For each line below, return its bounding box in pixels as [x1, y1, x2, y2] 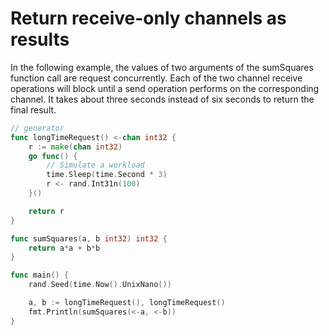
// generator [10, 123, 65, 133]
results [10, 28, 70, 51]
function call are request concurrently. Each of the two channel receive [10, 72, 303, 84]
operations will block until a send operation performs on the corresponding [10, 82, 320, 94]
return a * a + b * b [28, 243, 101, 253]
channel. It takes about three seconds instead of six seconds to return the [10, 93, 315, 105]
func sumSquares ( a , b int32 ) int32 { [10, 233, 168, 244]
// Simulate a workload [46, 160, 145, 171]
